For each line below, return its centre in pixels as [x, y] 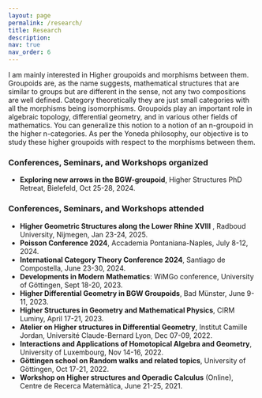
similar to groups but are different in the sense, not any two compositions [127, 91]
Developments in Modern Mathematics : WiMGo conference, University [137, 276]
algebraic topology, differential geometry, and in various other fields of [123, 117]
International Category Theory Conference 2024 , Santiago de [122, 260]
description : [30, 38]
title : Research [35, 30]
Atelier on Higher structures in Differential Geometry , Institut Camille [133, 327]
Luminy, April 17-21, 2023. [62, 318]
